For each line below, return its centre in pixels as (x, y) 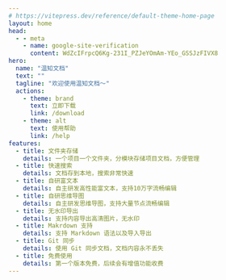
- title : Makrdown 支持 (54, 226)
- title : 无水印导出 (47, 211)
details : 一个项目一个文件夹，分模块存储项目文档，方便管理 (111, 158)
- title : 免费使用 (44, 256)
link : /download (57, 114)
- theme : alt (45, 121)
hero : (17, 61)
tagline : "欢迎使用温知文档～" (63, 83)
